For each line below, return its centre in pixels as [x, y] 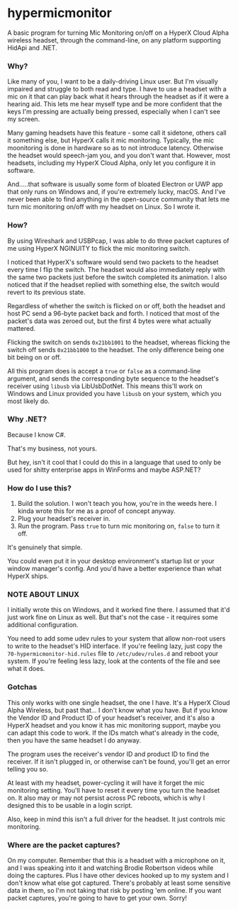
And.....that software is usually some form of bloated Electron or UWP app [115, 184]
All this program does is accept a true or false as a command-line [104, 371]
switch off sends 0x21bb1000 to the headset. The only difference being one [116, 349]
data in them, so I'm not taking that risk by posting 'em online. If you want [114, 891]
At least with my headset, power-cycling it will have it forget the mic [106, 783]
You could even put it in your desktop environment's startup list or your [111, 561]
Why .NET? [27, 419]
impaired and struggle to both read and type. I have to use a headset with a [117, 89]
